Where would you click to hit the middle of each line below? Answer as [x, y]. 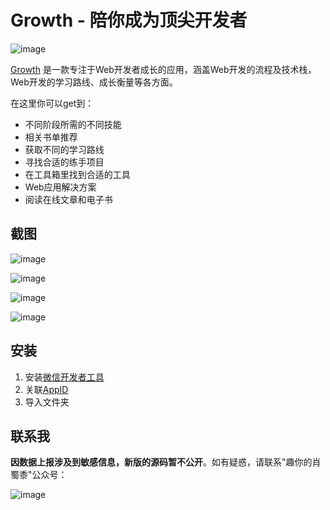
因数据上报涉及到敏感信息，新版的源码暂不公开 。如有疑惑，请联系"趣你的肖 [166, 462]
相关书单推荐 [51, 137]
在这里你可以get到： [52, 103]
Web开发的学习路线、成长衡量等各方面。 [94, 82]
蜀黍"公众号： [39, 475]
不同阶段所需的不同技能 [73, 124]
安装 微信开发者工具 [64, 377]
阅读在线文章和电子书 [68, 199]
